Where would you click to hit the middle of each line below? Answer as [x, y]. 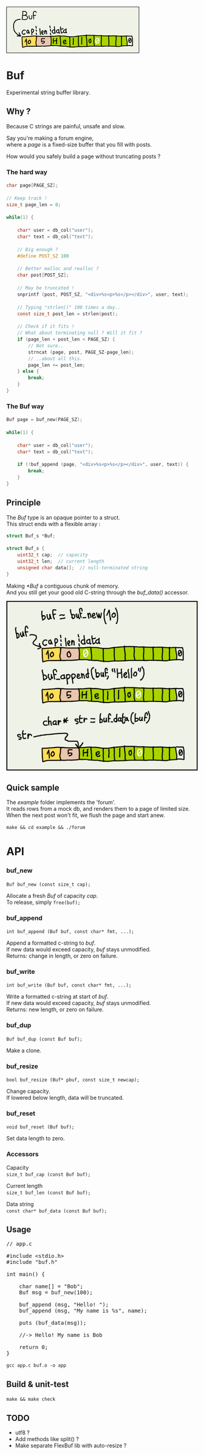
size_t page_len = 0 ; [34, 204]
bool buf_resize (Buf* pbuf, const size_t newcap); [73, 1080]
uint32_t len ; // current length [61, 561]
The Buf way [25, 406]
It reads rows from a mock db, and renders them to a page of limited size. [98, 809]
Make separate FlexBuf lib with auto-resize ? [71, 1445]
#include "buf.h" [32, 1262]
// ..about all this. [56, 359]
